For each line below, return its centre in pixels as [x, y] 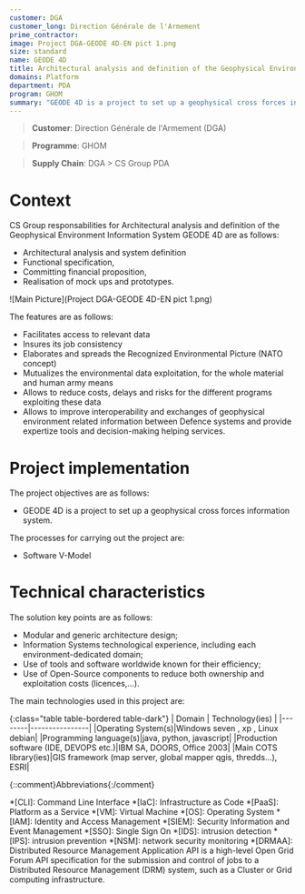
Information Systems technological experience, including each [139, 645]
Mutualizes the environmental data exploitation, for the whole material [153, 373]
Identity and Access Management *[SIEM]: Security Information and [162, 822]
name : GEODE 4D [38, 60]
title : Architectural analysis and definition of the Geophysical [138, 69]
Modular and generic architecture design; [100, 635]
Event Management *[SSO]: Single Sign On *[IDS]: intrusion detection [141, 831]
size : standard [38, 52]
